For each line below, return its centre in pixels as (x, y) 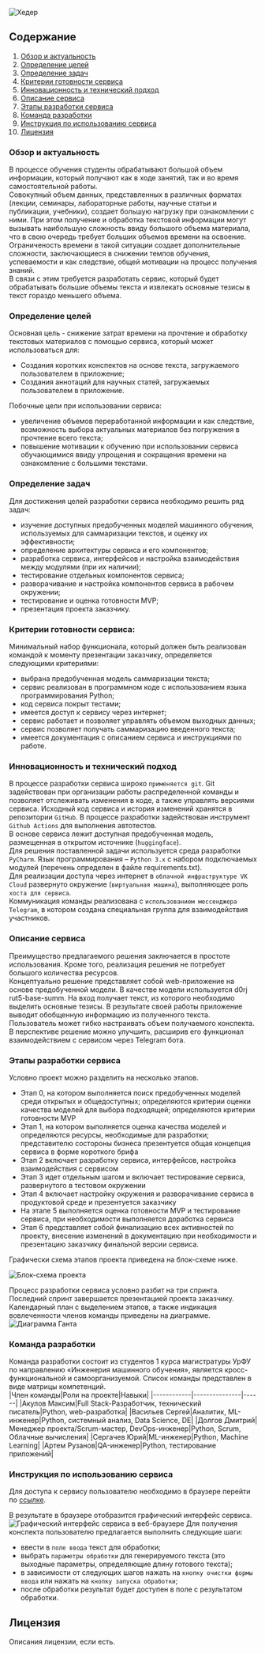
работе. (33, 746)
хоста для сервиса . (40, 893)
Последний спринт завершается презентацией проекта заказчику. (122, 1298)
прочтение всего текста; (62, 438)
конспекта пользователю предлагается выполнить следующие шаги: (126, 1532)
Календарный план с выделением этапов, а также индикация (113, 1307)
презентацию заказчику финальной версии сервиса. (110, 1244)
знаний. (22, 271)
